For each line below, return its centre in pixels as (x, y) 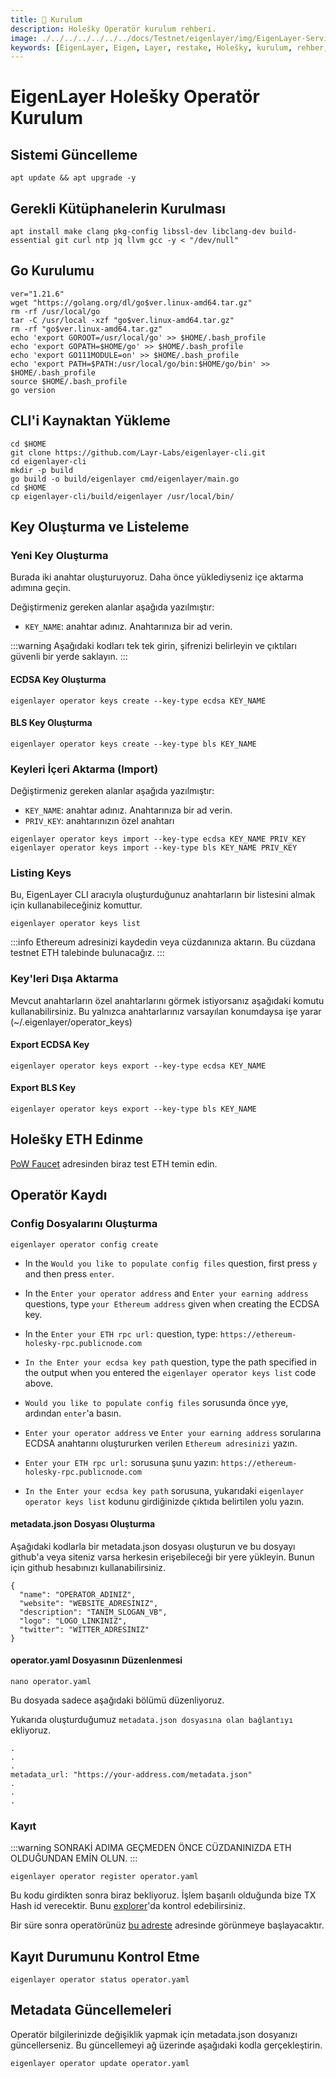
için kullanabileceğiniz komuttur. (76, 905)
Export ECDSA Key (50, 1045)
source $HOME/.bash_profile (69, 381)
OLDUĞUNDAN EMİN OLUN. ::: (74, 1858)
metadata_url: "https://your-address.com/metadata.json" (131, 1774)
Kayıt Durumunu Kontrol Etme (105, 1956)
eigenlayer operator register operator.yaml (104, 1877)
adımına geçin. (40, 588)
